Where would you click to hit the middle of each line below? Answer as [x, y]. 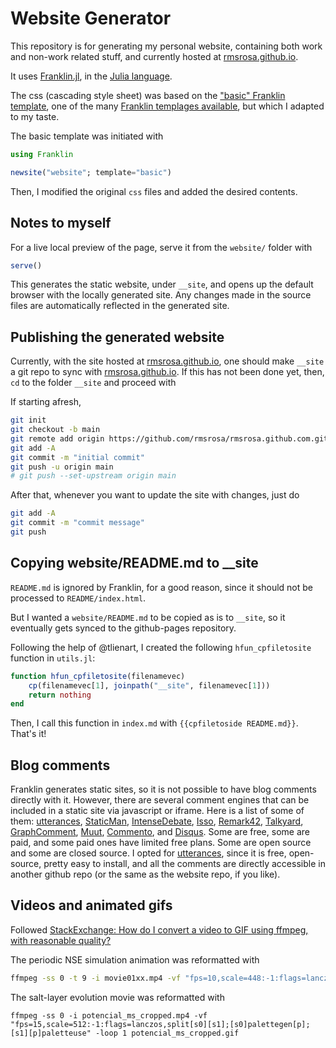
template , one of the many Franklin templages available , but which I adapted [167, 106]
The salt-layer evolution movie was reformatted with [117, 997]
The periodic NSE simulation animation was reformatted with [135, 959]
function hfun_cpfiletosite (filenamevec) [98, 676]
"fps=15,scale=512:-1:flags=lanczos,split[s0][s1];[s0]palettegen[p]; [160, 1024]
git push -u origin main [62, 467]
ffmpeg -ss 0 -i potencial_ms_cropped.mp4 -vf [109, 1015]
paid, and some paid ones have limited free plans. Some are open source [161, 843]
